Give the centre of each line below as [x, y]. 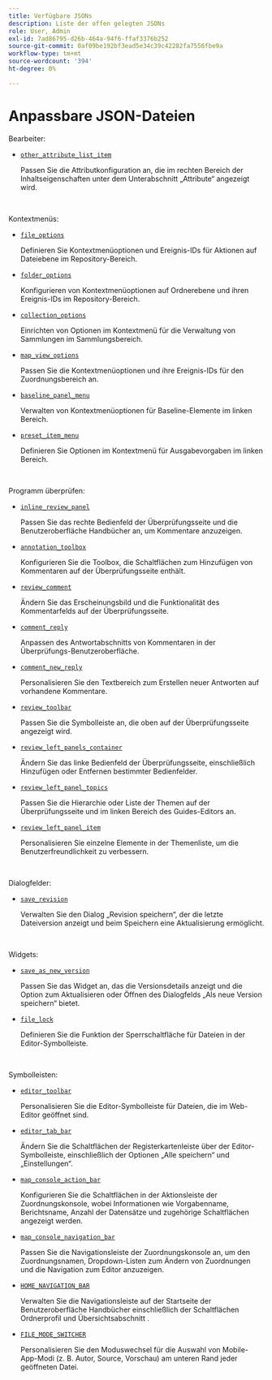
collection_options [53, 315]
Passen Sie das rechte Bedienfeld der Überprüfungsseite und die [129, 522]
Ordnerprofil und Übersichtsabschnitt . [85, 1318]
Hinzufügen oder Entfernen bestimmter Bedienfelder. [109, 771]
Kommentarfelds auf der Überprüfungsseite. [94, 610]
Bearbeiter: [27, 138]
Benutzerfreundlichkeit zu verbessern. [84, 851]
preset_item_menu [50, 435]
